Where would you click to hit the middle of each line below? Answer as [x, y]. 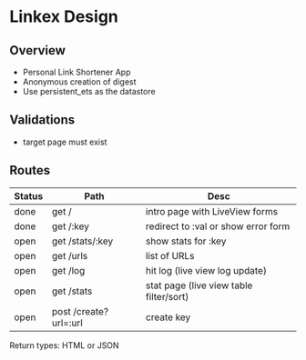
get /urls [70, 255]
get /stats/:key [82, 241]
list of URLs [170, 255]
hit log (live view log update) [206, 270]
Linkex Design [64, 17]
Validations [42, 120]
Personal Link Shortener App [76, 72]
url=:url [67, 323]
